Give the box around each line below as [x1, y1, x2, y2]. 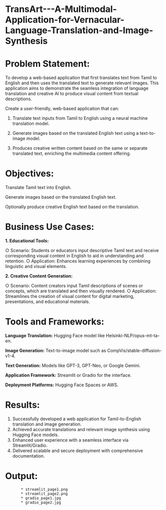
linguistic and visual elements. [5, 263, 67, 269]
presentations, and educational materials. [5, 298, 90, 304]
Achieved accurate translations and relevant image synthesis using [12, 426, 151, 432]
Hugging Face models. [12, 432, 59, 438]
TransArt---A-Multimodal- [5, 3, 117, 15]
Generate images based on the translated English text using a [12, 130, 139, 136]
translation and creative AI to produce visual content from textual [5, 91, 139, 97]
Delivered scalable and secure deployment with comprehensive [12, 448, 143, 454]
